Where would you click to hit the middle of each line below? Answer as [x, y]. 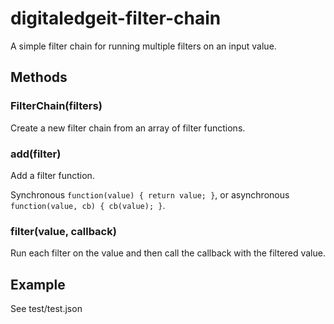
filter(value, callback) [63, 231]
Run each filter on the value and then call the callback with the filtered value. [168, 253]
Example [38, 284]
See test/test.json [46, 309]
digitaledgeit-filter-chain [116, 18]
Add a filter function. [52, 175]
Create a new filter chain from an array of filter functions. [128, 128]
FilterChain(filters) [56, 106]
